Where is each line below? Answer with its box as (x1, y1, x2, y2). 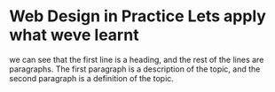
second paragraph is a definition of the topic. (9, 73, 175, 83)
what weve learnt (9, 25, 139, 45)
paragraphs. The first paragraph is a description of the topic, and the (9, 64, 261, 74)
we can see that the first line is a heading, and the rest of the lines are (9, 54, 264, 65)
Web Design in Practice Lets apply (9, 6, 266, 27)
